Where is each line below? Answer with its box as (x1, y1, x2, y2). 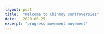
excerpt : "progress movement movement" (5, 21, 88, 26)
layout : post (5, 7, 32, 12)
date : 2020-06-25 (5, 16, 46, 21)
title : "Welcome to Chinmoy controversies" (5, 12, 99, 17)
